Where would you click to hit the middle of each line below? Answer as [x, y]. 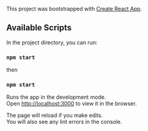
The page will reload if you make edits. [55, 115]
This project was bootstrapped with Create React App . [74, 9]
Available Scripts [39, 28]
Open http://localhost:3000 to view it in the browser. [72, 104]
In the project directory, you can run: [52, 42]
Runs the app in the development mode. [56, 97]
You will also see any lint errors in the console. [64, 122]
